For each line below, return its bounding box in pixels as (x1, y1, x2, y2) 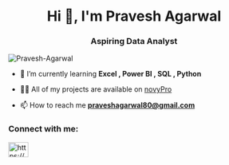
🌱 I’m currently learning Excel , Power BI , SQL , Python (19, 69, 202, 79)
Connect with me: (8, 124, 79, 135)
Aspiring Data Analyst (90, 36, 178, 47)
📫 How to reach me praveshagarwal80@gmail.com (19, 100, 195, 110)
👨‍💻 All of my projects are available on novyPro (19, 84, 172, 94)
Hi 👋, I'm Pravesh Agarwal (46, 7, 222, 26)
